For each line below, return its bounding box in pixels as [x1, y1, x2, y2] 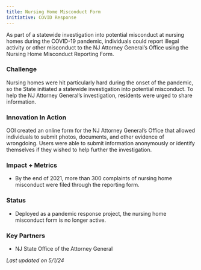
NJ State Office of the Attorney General [14, 245, 113, 252]
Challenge [6, 65, 37, 74]
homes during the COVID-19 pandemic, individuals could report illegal [6, 37, 179, 45]
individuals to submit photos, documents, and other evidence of [6, 133, 164, 140]
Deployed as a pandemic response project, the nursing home [14, 210, 167, 217]
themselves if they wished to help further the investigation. [6, 146, 152, 154]
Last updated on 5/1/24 [6, 257, 64, 264]
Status [6, 196, 26, 205]
